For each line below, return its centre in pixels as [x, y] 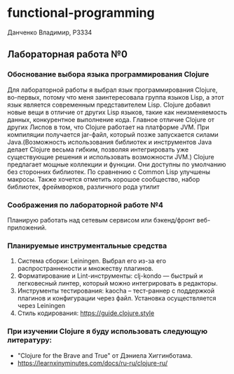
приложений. [27, 227]
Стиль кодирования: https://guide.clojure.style [86, 313]
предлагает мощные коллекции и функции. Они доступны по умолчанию [117, 164]
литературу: [30, 340]
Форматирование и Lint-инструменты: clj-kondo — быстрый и [110, 276]
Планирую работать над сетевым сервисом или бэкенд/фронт [101, 220]
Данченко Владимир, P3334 [50, 32]
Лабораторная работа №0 [68, 54]
